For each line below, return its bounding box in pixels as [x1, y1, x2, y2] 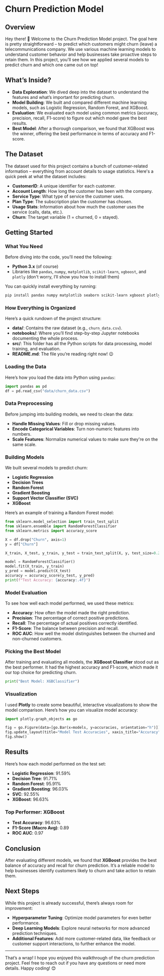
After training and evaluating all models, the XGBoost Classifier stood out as [5, 659, 159, 665]
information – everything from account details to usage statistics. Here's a [5, 168, 154, 174]
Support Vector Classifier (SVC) [12, 495, 79, 501]
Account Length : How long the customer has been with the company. [12, 188, 153, 194]
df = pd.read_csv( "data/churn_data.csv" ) [5, 388, 91, 394]
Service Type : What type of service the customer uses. [12, 193, 124, 199]
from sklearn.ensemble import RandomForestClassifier [5, 524, 117, 529]
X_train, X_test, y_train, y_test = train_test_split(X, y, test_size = [5, 551, 154, 556]
